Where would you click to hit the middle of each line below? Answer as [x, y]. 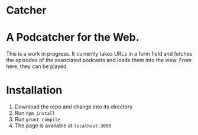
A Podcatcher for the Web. [73, 38]
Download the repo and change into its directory [74, 107]
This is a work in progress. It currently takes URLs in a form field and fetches [99, 54]
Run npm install [35, 113]
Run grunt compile [38, 120]
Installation [34, 90]
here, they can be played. [37, 66]
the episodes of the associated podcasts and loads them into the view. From [99, 60]
